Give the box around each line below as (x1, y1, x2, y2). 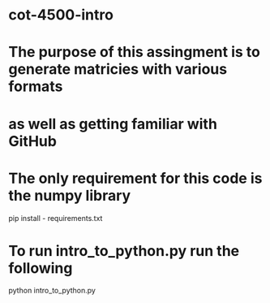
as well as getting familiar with (8, 115, 217, 133)
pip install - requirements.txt (8, 213, 103, 223)
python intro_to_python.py (8, 286, 96, 296)
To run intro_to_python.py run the (8, 241, 240, 260)
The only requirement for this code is (8, 169, 263, 188)
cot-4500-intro (8, 6, 114, 24)
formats (8, 77, 63, 96)
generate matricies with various (8, 60, 228, 79)
